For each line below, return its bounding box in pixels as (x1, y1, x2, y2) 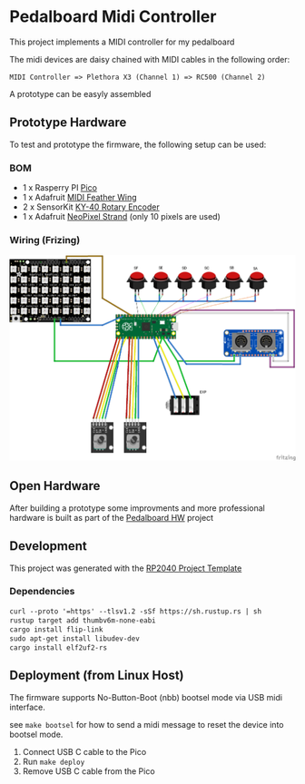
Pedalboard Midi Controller (9, 6, 217, 27)
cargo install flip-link (9, 624, 103, 634)
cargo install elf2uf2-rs (9, 642, 107, 652)
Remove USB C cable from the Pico (22, 765, 156, 777)
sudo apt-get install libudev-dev (9, 633, 141, 643)
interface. (9, 701, 45, 712)
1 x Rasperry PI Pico (22, 182, 98, 193)
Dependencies (9, 585, 75, 598)
